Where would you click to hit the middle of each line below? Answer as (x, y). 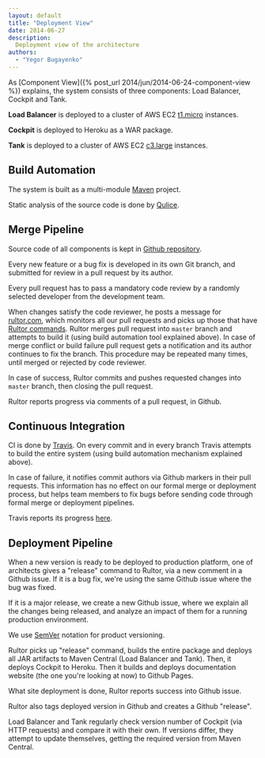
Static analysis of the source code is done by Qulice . (94, 205)
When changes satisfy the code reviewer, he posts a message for (115, 312)
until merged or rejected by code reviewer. (78, 362)
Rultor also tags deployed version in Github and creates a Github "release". (130, 706)
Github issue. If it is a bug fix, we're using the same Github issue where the (130, 579)
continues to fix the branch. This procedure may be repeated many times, (128, 354)
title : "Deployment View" (51, 23)
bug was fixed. (32, 588)
